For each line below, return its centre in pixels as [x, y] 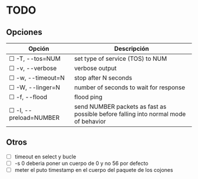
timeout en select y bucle [45, 157]
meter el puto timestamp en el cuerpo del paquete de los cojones [94, 170]
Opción [39, 49]
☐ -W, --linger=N [35, 87]
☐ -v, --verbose [33, 68]
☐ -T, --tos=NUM [35, 58]
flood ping [88, 97]
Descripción [131, 49]
